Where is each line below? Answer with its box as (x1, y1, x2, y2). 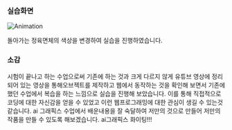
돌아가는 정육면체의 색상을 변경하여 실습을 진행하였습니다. (7, 36, 163, 45)
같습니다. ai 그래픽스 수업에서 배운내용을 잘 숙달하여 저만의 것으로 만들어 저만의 (7, 107, 221, 115)
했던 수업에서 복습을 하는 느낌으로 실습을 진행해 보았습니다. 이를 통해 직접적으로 (7, 89, 222, 98)
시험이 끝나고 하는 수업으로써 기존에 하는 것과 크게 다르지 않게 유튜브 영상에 (7, 72, 211, 80)
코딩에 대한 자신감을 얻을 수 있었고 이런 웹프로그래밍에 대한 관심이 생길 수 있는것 (7, 98, 224, 106)
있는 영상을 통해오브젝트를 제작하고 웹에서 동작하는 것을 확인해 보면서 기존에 (19, 80, 226, 89)
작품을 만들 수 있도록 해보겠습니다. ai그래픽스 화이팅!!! (7, 115, 152, 123)
